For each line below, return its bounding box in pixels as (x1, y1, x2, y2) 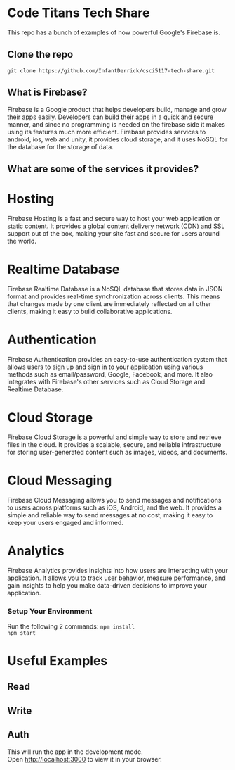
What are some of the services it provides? (7, 163, 199, 175)
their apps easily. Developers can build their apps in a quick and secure (7, 113, 214, 121)
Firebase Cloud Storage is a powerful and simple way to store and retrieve (7, 433, 222, 441)
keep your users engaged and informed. (7, 518, 124, 526)
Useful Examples (7, 653, 108, 669)
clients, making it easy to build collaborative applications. (7, 307, 173, 315)
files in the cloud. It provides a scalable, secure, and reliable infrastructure (7, 440, 222, 448)
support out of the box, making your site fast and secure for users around (7, 229, 220, 237)
